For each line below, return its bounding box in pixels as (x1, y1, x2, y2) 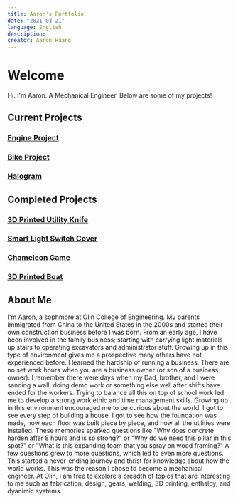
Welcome (7, 68, 65, 84)
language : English (7, 23, 62, 31)
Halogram (7, 172, 43, 182)
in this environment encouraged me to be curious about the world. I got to (7, 404, 224, 412)
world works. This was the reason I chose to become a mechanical (7, 464, 203, 473)
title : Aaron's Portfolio (7, 10, 84, 18)
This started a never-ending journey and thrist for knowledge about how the (7, 456, 229, 465)
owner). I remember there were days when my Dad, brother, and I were (7, 373, 215, 382)
